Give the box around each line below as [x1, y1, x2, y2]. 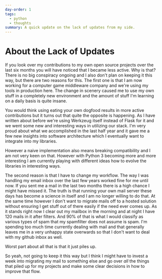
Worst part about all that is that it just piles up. [5, 244, 97, 249]
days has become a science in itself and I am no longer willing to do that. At [5, 193, 156, 199]
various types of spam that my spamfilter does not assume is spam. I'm [5, 219, 147, 225]
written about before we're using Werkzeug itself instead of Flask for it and [5, 118, 154, 124]
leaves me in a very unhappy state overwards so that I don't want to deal [5, 229, 150, 235]
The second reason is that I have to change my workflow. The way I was [5, 172, 149, 178]
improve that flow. [5, 268, 41, 274]
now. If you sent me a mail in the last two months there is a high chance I [5, 183, 150, 189]
